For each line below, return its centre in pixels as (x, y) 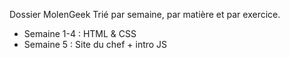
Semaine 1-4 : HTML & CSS (80, 33)
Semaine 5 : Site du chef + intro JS (95, 44)
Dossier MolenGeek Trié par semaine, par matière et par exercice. (145, 14)
